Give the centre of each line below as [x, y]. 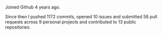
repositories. [18, 27]
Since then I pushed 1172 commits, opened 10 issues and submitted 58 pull [81, 17]
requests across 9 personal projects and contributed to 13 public [71, 22]
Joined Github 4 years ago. [33, 7]
